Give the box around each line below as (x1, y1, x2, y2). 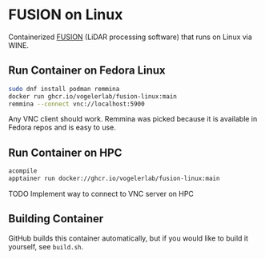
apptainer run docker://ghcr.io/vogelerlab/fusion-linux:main (8, 174, 220, 183)
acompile (8, 167, 38, 175)
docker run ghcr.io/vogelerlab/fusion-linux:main (8, 92, 178, 101)
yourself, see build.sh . (8, 241, 84, 251)
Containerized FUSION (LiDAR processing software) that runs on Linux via (8, 32, 252, 42)
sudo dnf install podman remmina (8, 85, 120, 93)
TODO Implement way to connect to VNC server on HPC (8, 189, 195, 198)
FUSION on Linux (8, 6, 123, 24)
